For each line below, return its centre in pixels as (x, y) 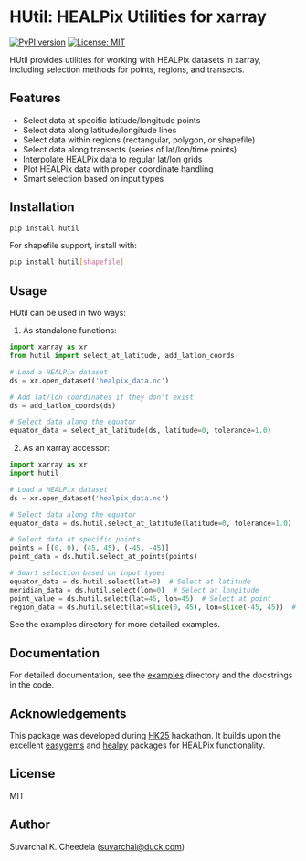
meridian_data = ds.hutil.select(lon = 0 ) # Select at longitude (134, 590)
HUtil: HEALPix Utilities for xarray (138, 17)
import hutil (34, 473)
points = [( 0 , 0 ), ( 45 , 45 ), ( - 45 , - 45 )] (90, 548)
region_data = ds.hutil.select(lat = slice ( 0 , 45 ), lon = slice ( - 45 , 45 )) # (153, 607)
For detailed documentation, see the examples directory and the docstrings (151, 675)
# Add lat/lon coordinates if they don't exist (102, 397)
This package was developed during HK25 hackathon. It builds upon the (145, 735)
